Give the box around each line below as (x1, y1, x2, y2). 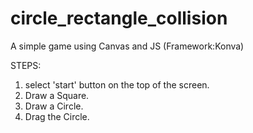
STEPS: (10, 59, 42, 71)
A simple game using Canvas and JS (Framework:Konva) (10, 40, 245, 52)
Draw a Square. (24, 89, 90, 101)
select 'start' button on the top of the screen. (24, 78, 210, 91)
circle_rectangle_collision (10, 7, 228, 30)
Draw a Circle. (24, 100, 84, 112)
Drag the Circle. (24, 110, 90, 122)
